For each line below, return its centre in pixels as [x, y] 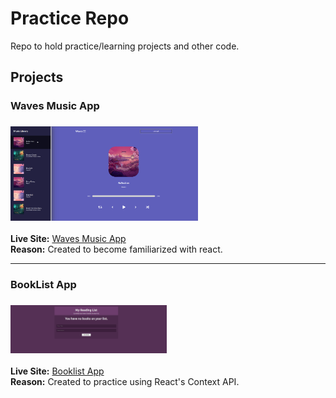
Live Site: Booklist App [57, 371]
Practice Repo [70, 18]
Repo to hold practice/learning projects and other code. [125, 46]
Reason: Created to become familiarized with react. [116, 249]
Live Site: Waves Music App [68, 239]
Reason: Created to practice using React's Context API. [125, 382]
